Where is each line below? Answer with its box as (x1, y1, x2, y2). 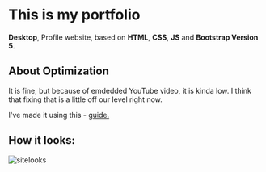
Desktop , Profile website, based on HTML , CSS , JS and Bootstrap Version (8, 32, 259, 42)
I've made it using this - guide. (8, 110, 110, 120)
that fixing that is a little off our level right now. (8, 94, 163, 104)
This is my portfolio (8, 6, 141, 24)
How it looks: (8, 133, 75, 147)
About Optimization (8, 65, 109, 78)
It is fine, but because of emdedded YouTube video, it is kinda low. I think (8, 86, 252, 95)
